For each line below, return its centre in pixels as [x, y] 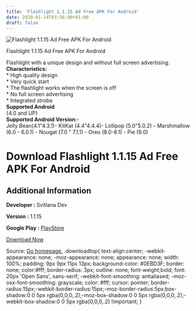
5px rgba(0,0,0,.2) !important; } [104, 301]
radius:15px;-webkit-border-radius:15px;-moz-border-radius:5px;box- [91, 289]
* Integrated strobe [29, 100]
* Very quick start [28, 81]
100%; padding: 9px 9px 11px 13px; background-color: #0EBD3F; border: [95, 264]
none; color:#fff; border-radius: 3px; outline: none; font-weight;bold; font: [96, 270]
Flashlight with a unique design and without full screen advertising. [88, 62]
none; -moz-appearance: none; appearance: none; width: [109, 257]
